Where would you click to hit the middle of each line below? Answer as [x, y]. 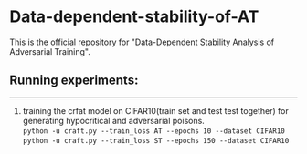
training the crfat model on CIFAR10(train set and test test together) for [156, 110]
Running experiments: [74, 81]
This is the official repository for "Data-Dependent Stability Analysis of [142, 42]
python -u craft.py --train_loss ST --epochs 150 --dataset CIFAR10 [156, 140]
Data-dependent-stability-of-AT [134, 17]
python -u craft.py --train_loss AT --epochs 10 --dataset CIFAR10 [153, 131]
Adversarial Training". [50, 51]
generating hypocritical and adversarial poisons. [114, 120]
